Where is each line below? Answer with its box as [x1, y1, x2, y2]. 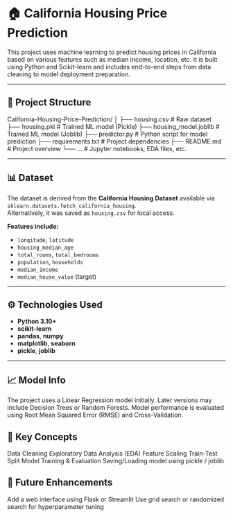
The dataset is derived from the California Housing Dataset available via [7, 193, 215, 202]
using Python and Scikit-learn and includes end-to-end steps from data [7, 62, 212, 71]
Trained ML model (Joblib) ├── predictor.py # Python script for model [7, 130, 208, 138]
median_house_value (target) [17, 272, 97, 281]
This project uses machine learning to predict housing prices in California [7, 48, 216, 56]
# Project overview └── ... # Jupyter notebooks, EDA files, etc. [7, 144, 187, 153]
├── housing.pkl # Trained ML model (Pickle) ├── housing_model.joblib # [7, 122, 220, 130]
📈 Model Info [7, 374, 66, 386]
